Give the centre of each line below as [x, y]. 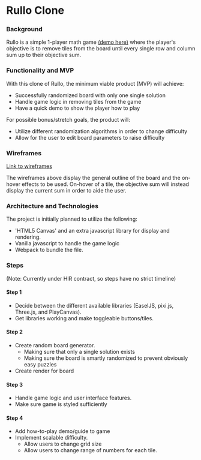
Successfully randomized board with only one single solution [90, 95]
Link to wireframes [29, 166]
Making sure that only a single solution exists [79, 352]
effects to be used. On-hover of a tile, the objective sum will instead [106, 184]
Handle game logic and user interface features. [73, 398]
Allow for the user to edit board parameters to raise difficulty [90, 137]
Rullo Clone [35, 10]
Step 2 [14, 332]
